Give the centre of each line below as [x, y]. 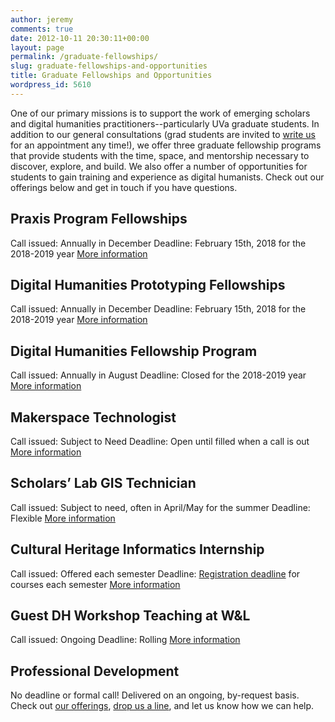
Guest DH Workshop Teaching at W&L [130, 616]
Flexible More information [63, 518]
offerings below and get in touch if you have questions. [124, 187]
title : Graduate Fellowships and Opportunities [111, 76]
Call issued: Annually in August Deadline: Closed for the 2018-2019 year [158, 375]
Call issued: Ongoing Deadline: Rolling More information [125, 640]
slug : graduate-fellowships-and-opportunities [109, 66]
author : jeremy [42, 19]
